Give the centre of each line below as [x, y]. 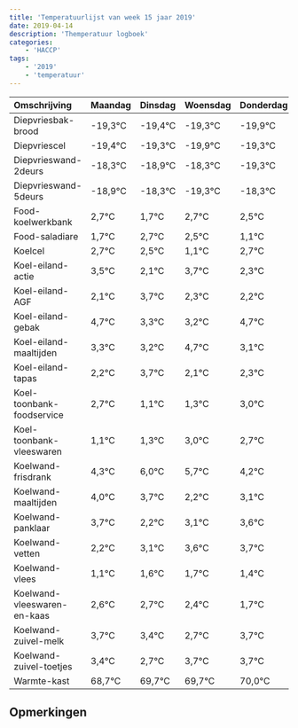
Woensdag [208, 105]
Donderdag [263, 105]
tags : [19, 59]
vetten [27, 553]
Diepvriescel [40, 145]
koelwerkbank [43, 222]
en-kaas [32, 615]
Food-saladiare [46, 236]
